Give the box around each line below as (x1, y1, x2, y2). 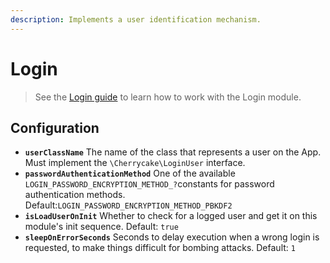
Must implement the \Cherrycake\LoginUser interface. (24, 157, 246, 169)
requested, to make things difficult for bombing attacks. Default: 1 (24, 242, 296, 254)
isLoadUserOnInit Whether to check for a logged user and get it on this (24, 210, 318, 222)
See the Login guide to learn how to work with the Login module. (34, 91, 302, 103)
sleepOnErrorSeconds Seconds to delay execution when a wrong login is (24, 231, 320, 243)
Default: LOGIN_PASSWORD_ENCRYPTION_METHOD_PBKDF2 (24, 199, 233, 211)
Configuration (10, 119, 100, 136)
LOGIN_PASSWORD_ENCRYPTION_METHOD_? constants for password (24, 178, 275, 190)
